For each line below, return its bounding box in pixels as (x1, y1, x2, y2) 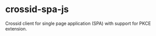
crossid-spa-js (5, 4, 69, 15)
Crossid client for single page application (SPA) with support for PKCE (5, 20, 151, 26)
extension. (5, 25, 27, 31)
